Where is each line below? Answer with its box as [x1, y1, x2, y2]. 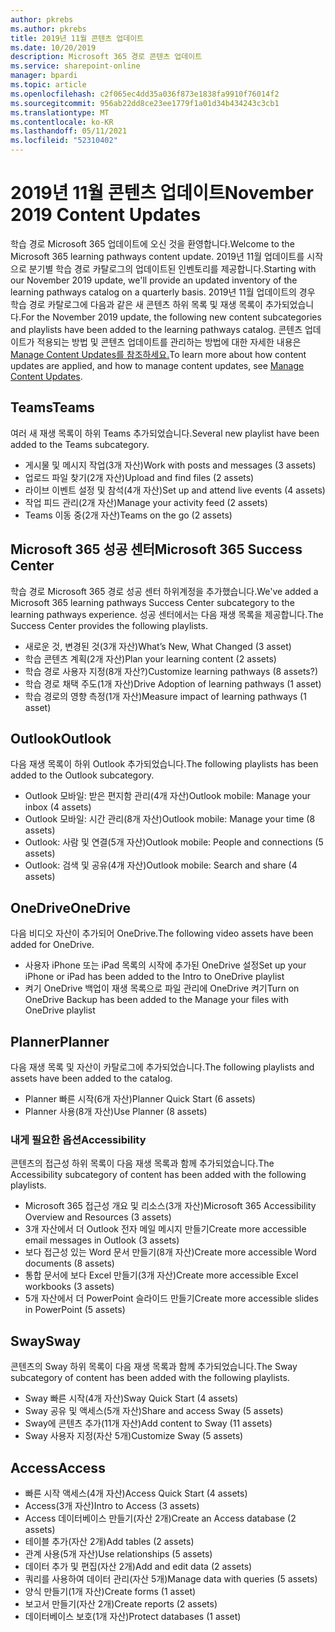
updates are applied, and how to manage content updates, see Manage [10, 359, 305, 371]
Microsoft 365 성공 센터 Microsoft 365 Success [10, 541, 303, 558]
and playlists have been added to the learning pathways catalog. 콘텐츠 [10, 323, 303, 335]
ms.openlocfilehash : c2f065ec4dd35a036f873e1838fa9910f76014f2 [10, 89, 280, 99]
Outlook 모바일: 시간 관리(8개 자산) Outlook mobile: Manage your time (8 [24, 813, 316, 825]
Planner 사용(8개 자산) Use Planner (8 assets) [24, 1106, 208, 1117]
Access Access [10, 1459, 106, 1476]
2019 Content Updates [10, 204, 202, 226]
